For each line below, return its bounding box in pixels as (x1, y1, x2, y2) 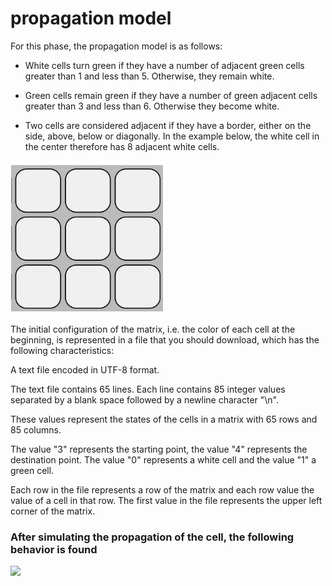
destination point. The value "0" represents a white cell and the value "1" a (10, 453, 317, 466)
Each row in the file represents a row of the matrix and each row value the (10, 483, 315, 496)
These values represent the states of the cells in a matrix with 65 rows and (10, 413, 318, 425)
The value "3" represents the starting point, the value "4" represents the (10, 443, 308, 455)
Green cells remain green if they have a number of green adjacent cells (24, 89, 318, 101)
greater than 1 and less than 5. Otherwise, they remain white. (24, 70, 275, 82)
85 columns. (10, 423, 62, 436)
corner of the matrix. (10, 505, 96, 517)
